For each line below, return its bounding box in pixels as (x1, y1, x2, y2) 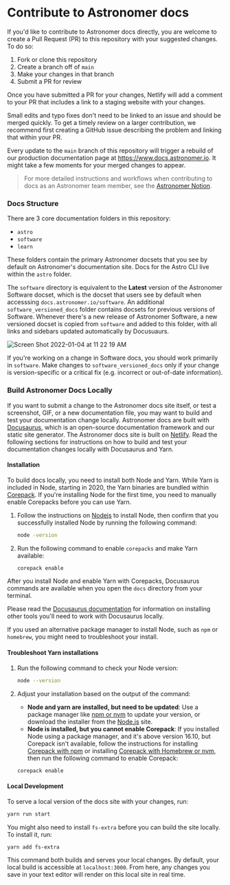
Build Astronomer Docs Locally (7, 386, 113, 395)
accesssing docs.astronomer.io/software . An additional (7, 298, 165, 306)
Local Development (7, 782, 64, 790)
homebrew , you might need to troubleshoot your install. (7, 633, 159, 641)
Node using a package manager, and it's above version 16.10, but (27, 732, 211, 740)
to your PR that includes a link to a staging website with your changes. (7, 97, 206, 106)
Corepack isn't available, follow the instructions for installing (27, 739, 198, 748)
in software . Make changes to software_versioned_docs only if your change (7, 361, 220, 369)
